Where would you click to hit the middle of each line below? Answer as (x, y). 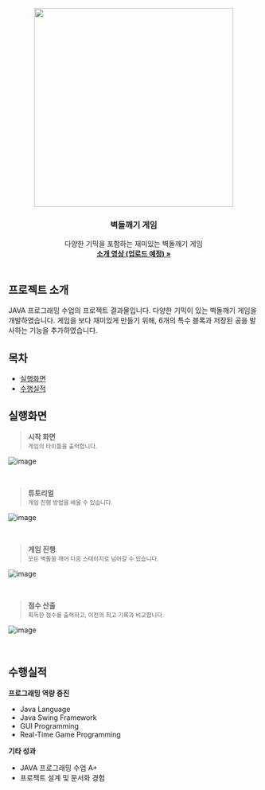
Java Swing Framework (58, 718)
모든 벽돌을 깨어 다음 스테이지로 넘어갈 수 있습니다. (93, 559)
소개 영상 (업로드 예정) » (134, 254)
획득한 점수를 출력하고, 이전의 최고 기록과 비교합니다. (96, 615)
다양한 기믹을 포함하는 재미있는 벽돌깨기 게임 (134, 244)
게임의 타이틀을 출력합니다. (62, 446)
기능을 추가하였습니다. (63, 330)
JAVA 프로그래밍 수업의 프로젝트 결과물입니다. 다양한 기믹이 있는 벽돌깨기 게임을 (132, 311)
